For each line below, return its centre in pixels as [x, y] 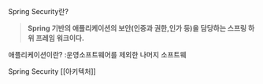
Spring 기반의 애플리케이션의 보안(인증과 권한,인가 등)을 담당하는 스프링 [137, 28]
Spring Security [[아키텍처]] [52, 71]
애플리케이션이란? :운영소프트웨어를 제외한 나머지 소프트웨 [97, 55]
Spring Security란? [39, 11]
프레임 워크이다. [60, 38]
